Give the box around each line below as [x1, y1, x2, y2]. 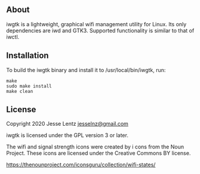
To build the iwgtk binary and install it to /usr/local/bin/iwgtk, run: [6, 66, 166, 73]
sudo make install [6, 83, 52, 89]
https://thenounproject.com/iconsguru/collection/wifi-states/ [6, 161, 156, 169]
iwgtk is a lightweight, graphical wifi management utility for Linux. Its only [6, 20, 187, 27]
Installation [6, 51, 49, 61]
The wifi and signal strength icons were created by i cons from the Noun [6, 143, 184, 151]
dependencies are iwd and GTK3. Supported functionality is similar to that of [6, 27, 195, 34]
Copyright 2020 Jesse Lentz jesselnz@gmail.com [6, 120, 128, 128]
